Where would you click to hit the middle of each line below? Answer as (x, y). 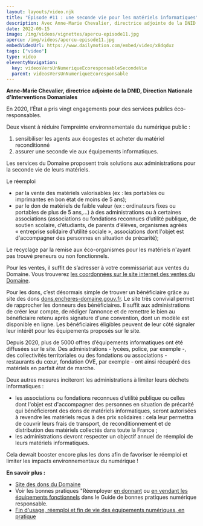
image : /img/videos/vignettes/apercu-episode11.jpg (72, 34)
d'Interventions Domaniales (42, 97)
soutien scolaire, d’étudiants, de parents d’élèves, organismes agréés (101, 225)
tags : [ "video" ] (27, 51)
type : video (21, 57)
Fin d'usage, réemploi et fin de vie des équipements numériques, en (100, 510)
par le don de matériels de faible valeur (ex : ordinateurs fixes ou (95, 206)
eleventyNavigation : (32, 62)
